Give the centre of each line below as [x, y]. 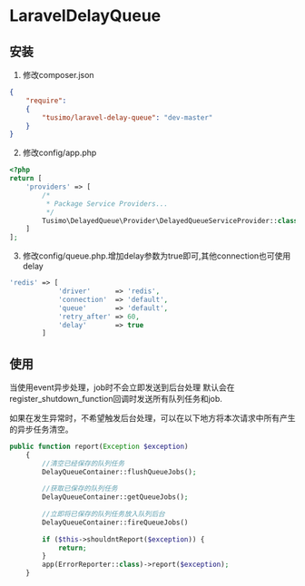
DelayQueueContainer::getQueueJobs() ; [115, 497]
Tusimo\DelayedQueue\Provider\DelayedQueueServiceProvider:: [160, 220]
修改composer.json [58, 75]
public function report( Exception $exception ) [99, 447]
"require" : [46, 101]
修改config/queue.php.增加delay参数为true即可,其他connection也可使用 [157, 256]
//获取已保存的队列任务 [80, 489]
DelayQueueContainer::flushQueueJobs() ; [119, 472]
